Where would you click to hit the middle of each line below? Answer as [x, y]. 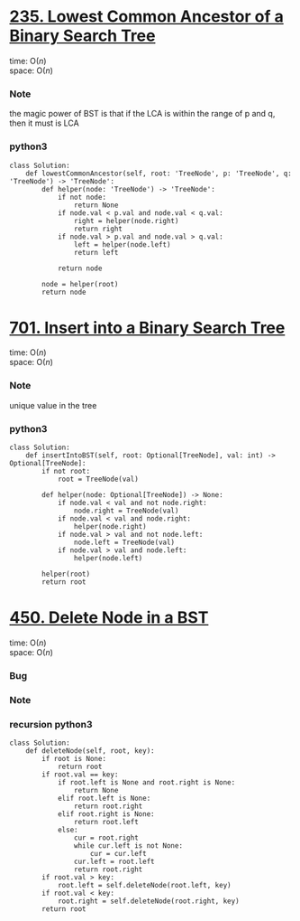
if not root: [66, 472]
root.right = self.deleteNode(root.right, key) [149, 901]
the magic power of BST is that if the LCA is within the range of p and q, [142, 114]
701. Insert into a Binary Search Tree [147, 328]
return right [98, 229]
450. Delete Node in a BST [109, 618]
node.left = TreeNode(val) [124, 543]
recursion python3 [51, 724]
